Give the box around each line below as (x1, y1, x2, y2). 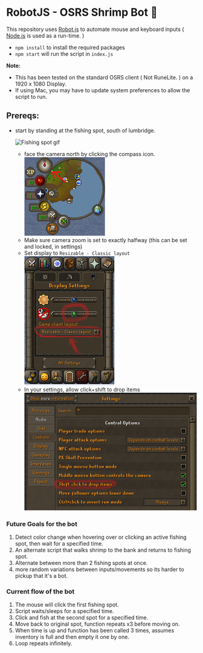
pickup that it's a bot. (14, 572, 68, 579)
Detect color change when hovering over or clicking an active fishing (14, 533, 187, 541)
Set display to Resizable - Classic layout (24, 249, 130, 257)
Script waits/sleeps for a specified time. (14, 607, 114, 615)
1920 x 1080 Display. (14, 80, 66, 87)
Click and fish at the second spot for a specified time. (14, 614, 149, 621)
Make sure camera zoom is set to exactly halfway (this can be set (24, 236, 187, 243)
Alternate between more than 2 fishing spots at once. (14, 560, 148, 566)
